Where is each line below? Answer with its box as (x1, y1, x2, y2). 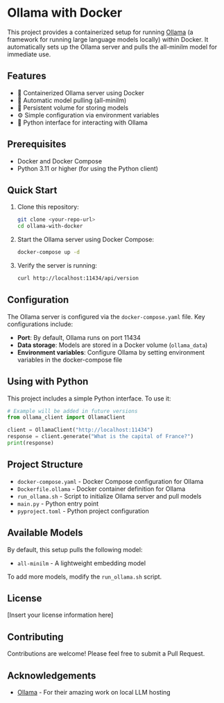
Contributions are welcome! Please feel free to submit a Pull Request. (7, 649, 205, 658)
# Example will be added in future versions (7, 407, 138, 414)
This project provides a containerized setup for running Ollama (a (7, 28, 193, 36)
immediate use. (7, 50, 51, 58)
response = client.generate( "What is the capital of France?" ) (7, 433, 194, 440)
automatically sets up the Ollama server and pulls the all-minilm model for (7, 42, 217, 51)
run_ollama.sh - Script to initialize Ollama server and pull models (17, 492, 202, 500)
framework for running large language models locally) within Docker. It (7, 35, 209, 43)
